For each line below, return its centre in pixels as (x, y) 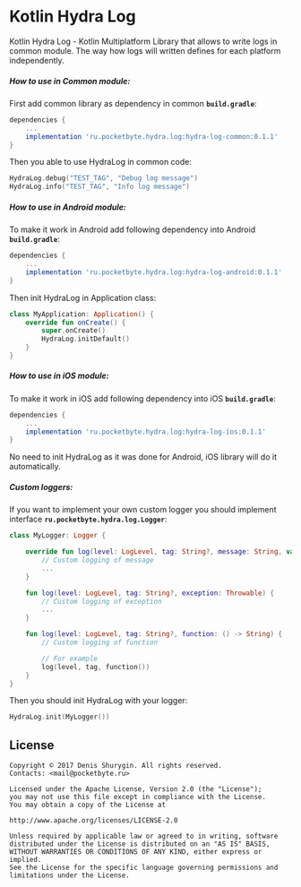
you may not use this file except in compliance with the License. (138, 797)
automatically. (35, 467)
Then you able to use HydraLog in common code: (101, 162)
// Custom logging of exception (102, 601)
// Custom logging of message (98, 560)
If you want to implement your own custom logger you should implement (143, 510)
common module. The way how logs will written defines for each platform (145, 50)
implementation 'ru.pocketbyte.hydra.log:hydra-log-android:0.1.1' (154, 272)
